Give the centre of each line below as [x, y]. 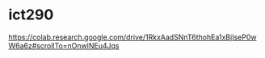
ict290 [31, 15]
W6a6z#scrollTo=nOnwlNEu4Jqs [64, 45]
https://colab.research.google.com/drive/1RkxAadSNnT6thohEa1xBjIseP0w [132, 37]
